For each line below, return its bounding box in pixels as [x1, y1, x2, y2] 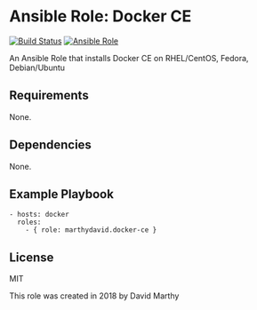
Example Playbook [9, 187, 114, 202]
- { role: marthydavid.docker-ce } [25, 226, 157, 234]
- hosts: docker [9, 211, 69, 219]
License [9, 250, 54, 265]
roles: [17, 218, 42, 227]
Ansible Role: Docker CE [9, 6, 192, 27]
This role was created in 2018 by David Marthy [9, 290, 180, 301]
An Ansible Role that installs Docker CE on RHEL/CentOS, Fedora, [9, 52, 249, 63]
